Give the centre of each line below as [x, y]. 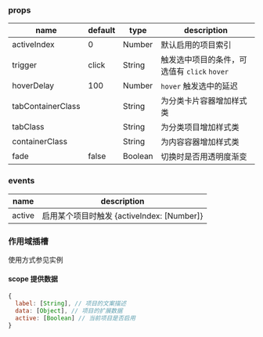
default [102, 31]
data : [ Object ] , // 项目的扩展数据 [69, 310]
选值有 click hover [195, 71]
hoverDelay [33, 85]
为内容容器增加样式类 [200, 142]
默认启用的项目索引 [196, 45]
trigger [25, 65]
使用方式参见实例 [36, 259]
